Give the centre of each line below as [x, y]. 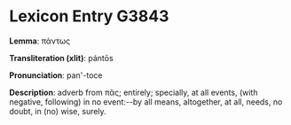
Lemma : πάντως [40, 41]
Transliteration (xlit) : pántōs [61, 58]
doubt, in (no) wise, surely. [58, 111]
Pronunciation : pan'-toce [56, 75]
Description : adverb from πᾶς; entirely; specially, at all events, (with [134, 92]
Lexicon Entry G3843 [89, 16]
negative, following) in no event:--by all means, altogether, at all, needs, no [146, 102]
